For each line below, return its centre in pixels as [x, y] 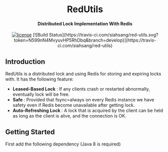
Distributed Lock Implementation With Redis [85, 23]
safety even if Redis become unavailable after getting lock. [74, 105]
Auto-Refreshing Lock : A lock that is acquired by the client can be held [88, 110]
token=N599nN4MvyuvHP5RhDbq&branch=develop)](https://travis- [85, 40]
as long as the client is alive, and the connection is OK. [69, 116]
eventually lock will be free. [41, 94]
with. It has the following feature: [39, 79]
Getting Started [30, 132]
